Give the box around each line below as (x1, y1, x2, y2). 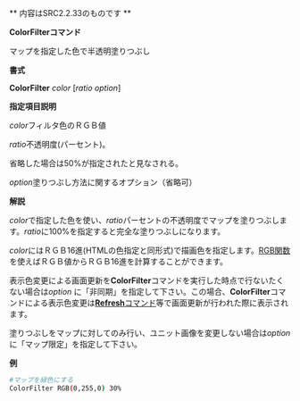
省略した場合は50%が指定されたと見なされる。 (9, 158, 183, 168)
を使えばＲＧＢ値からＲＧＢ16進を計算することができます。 (9, 256, 228, 266)
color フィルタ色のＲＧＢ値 (9, 120, 107, 130)
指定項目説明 (9, 101, 56, 112)
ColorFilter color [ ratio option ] (9, 83, 121, 93)
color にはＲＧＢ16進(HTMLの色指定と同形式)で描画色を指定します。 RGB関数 (9, 245, 291, 255)
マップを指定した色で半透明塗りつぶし (9, 46, 151, 56)
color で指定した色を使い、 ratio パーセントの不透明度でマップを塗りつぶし (9, 215, 279, 225)
